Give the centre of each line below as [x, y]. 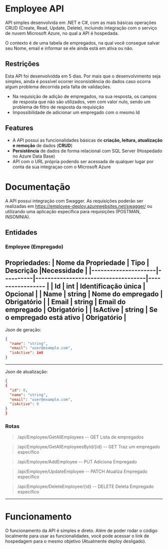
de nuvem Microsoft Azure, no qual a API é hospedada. [62, 33]
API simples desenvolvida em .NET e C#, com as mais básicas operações [81, 23]
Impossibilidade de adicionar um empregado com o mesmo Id [76, 112]
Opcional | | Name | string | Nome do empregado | [84, 294]
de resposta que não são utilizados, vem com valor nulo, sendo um [81, 102]
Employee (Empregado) [34, 247]
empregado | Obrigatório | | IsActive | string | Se [81, 310]
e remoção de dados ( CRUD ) [42, 145]
